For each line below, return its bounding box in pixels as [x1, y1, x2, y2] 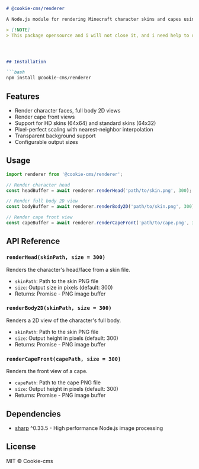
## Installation [6, 59, 46, 65]
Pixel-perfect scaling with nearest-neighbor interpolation [14, 126, 153, 133]
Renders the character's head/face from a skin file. [6, 266, 130, 273]
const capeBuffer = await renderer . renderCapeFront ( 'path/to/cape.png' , [6, 220, 190, 226]
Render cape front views [14, 113, 75, 120]
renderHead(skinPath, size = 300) [6, 254, 105, 261]
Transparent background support [14, 132, 96, 139]
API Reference [6, 236, 60, 246]
